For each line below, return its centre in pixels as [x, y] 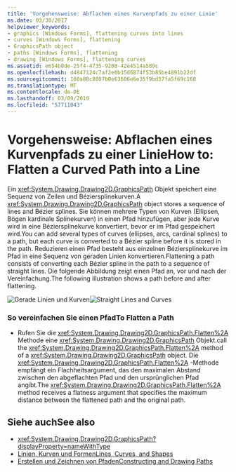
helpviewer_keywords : [39, 27]
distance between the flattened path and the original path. [101, 400]
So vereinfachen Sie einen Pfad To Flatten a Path [91, 318]
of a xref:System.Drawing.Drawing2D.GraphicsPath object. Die [108, 356]
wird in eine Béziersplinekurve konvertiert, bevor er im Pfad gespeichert [111, 226]
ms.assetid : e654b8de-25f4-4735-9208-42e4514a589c [83, 66]
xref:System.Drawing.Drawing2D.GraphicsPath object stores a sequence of [116, 203]
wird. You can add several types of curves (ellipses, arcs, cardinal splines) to [117, 234]
